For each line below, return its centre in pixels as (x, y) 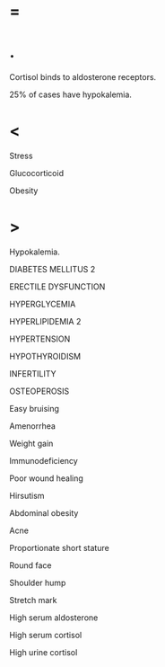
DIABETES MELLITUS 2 (52, 269)
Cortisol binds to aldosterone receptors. (83, 77)
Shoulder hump (38, 583)
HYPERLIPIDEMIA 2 (45, 321)
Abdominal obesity (44, 513)
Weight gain (31, 443)
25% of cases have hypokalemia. (71, 94)
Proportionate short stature (59, 548)
